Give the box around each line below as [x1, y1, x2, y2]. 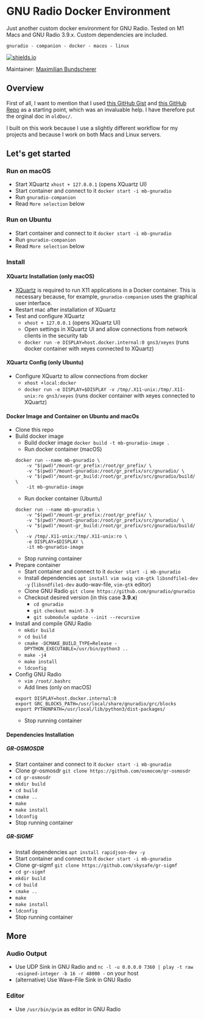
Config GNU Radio [15, 671, 62, 678]
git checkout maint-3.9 [33, 608, 94, 614]
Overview [6, 83, 44, 94]
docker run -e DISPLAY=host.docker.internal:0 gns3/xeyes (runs [24, 338, 189, 346]
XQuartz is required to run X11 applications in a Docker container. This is [15, 286, 196, 294]
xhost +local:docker [24, 380, 77, 387]
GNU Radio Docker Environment [6, 4, 171, 18]
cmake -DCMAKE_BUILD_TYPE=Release [24, 640, 112, 647]
